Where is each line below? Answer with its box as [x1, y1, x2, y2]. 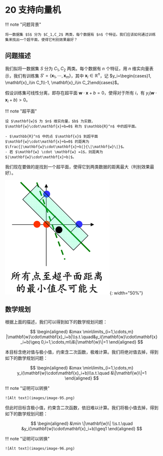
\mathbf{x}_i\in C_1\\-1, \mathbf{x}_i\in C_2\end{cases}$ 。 [5, 80, 122, 85]
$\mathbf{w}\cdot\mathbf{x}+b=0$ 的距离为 [5, 139, 90, 144]
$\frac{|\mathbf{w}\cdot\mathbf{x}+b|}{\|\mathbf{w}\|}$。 [5, 144, 127, 149]
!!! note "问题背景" [5, 21, 41, 27]
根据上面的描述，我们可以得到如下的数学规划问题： [5, 319, 108, 325]
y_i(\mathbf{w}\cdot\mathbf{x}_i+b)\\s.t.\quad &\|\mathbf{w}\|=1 [17, 370, 147, 376]
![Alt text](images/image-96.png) [5, 446, 75, 451]
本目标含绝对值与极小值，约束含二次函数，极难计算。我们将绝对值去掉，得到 [5, 349, 159, 355]
